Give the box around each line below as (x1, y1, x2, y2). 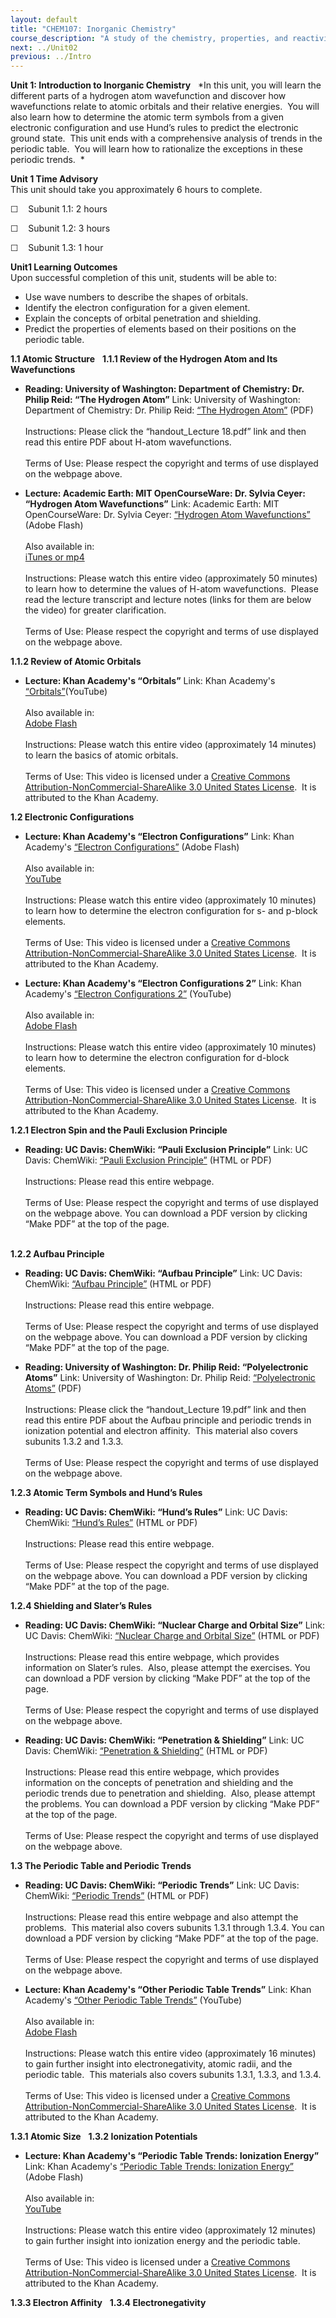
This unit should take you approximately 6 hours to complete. (10, 184, 263, 196)
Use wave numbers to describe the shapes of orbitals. (24, 291, 249, 303)
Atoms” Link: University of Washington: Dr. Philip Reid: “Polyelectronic (24, 1372, 316, 1384)
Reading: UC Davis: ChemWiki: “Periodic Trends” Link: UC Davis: (24, 1879, 300, 1891)
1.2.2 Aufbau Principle (10, 1248, 105, 1260)
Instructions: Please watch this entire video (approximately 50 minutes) (24, 572, 318, 585)
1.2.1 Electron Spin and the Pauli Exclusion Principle (10, 1124, 228, 1136)
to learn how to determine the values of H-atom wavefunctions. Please (24, 583, 319, 595)
